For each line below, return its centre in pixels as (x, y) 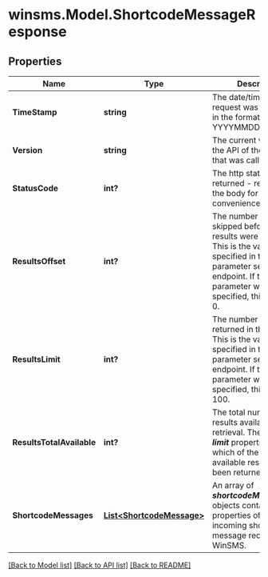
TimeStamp (35, 112)
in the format (236, 117)
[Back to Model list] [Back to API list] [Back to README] (100, 565)
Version (28, 150)
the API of (231, 150)
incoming (229, 525)
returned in (233, 329)
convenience (236, 203)
